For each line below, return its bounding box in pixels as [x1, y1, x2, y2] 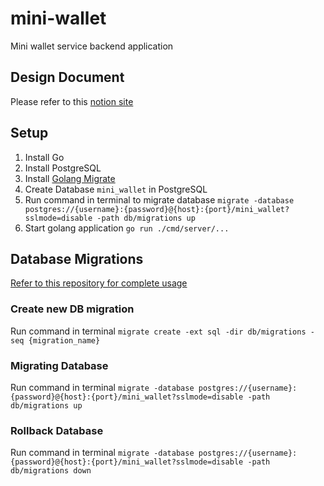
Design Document [10, 69, 125, 86]
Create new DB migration [10, 302, 135, 316]
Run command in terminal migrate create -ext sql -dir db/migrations [10, 325, 307, 337]
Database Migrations [10, 250, 144, 267]
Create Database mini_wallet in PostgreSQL [24, 183, 208, 195]
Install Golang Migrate [24, 172, 116, 184]
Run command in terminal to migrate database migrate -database [24, 193, 295, 206]
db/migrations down [10, 466, 92, 476]
